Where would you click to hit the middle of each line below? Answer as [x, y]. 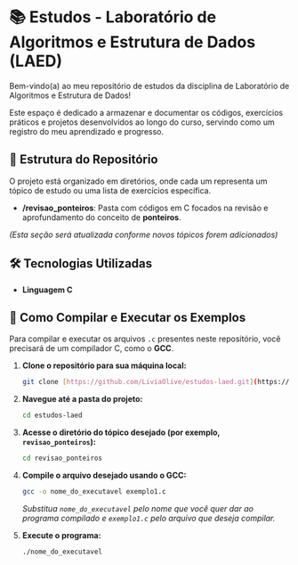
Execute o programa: [61, 535]
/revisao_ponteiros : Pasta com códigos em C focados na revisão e [145, 208]
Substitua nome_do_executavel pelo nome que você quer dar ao [137, 508]
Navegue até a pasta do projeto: [82, 399]
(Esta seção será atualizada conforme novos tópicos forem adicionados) [144, 234]
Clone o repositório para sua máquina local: [104, 365]
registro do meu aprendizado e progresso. [87, 131]
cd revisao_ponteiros [62, 459]
